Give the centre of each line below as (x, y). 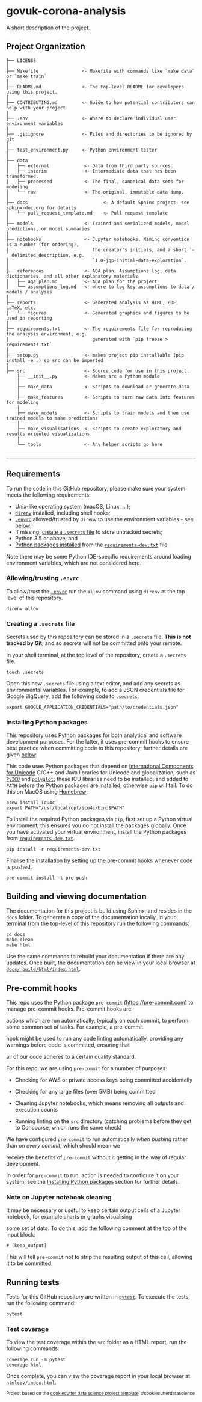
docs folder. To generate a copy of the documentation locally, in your (91, 917)
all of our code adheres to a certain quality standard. (71, 1057)
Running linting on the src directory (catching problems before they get (103, 1121)
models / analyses (29, 292)
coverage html (24, 1365)
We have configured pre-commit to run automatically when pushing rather (97, 1139)
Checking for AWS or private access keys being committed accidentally (104, 1080)
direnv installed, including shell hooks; (63, 513)
